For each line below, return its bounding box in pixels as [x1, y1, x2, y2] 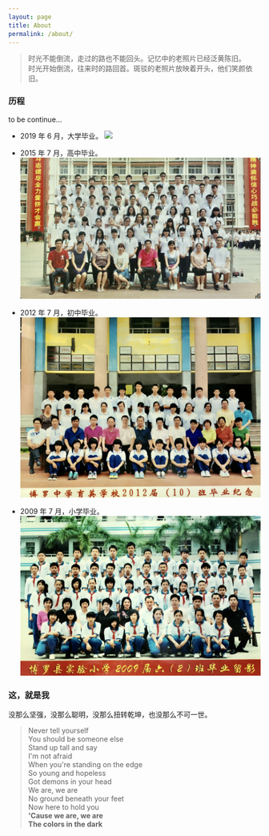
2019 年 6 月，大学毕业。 [19, 131, 103, 140]
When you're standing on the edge [27, 759, 143, 769]
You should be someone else [27, 734, 124, 744]
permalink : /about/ [8, 30, 74, 38]
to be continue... [8, 115, 62, 124]
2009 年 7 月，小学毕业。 [19, 506, 104, 516]
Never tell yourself [27, 725, 90, 735]
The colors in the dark [27, 819, 102, 829]
